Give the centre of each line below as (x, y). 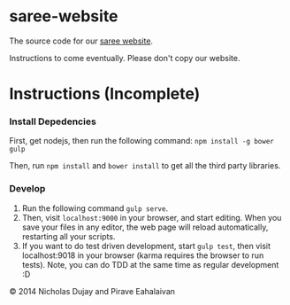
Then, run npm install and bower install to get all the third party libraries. (145, 166)
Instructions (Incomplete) (105, 94)
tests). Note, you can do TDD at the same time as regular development (150, 264)
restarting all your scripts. (69, 236)
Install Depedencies (53, 121)
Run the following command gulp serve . (95, 208)
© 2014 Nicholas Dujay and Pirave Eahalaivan (92, 291)
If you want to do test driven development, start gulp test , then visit (146, 246)
